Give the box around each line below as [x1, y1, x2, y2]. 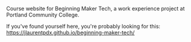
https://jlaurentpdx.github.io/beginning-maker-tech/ [6, 29, 135, 36]
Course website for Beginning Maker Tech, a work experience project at [6, 5, 185, 12]
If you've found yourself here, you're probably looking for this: [6, 23, 161, 30]
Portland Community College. [6, 11, 80, 18]
